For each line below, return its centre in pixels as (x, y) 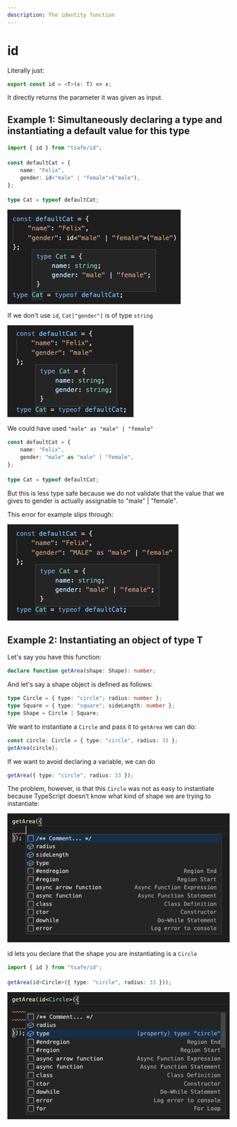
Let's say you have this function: (54, 657)
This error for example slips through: (60, 514)
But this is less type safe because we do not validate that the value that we (116, 493)
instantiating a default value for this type (99, 131)
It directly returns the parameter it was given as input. (85, 97)
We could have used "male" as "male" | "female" (80, 429)
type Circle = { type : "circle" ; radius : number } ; (85, 698)
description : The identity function (61, 15)
